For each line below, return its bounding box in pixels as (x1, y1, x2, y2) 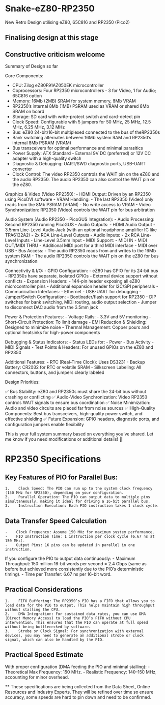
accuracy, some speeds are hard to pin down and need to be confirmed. (5, 694, 151, 700)
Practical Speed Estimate (5, 650, 83, 659)
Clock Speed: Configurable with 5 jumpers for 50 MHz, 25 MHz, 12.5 (12, 119, 151, 125)
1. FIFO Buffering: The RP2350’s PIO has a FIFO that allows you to (5, 598, 155, 603)
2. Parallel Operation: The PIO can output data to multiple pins (5, 495, 151, 500)
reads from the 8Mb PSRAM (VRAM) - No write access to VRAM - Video (5, 202, 151, 208)
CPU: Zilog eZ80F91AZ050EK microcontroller (12, 82, 104, 89)
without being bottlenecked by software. (5, 624, 91, 629)
